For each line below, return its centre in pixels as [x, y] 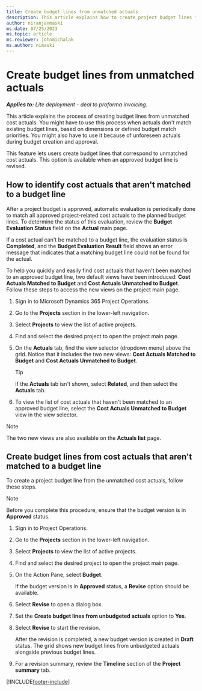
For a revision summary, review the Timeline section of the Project [98, 664]
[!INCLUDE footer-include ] [38, 682]
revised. [16, 166]
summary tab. [33, 670]
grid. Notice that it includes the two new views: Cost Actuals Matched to [105, 354]
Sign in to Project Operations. [51, 528]
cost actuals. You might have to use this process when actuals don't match [99, 122]
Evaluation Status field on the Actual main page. [67, 228]
